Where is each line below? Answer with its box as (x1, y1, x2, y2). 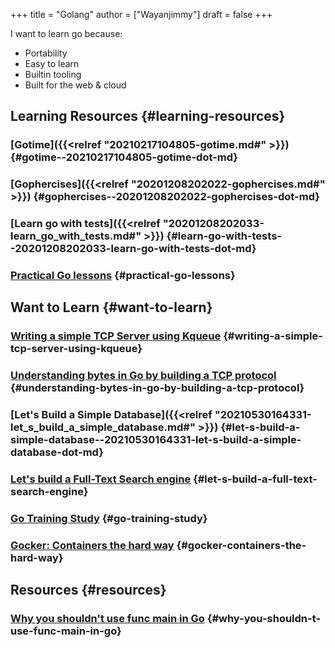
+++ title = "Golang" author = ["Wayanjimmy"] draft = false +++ (10, 9, 273, 20)
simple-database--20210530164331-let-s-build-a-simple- (10, 433, 302, 447)
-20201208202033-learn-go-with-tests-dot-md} (10, 242, 257, 256)
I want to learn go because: (10, 28, 123, 39)
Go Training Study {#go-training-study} (10, 512, 208, 526)
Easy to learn (24, 58, 80, 69)
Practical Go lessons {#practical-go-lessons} (10, 269, 236, 283)
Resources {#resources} (10, 582, 167, 599)
